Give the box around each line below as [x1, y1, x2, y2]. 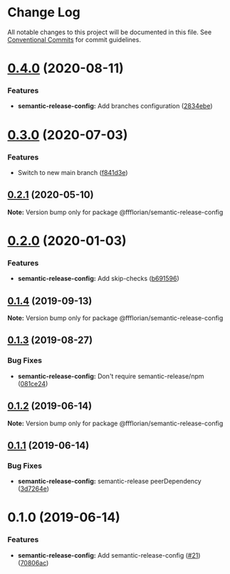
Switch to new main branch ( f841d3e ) [17, 168, 128, 176]
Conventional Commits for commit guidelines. [7, 35, 141, 43]
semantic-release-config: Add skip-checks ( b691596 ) [17, 275, 179, 283]
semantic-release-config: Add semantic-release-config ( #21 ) [17, 551, 201, 559]
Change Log [7, 4, 80, 21]
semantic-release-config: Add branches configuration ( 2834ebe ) [17, 102, 213, 110]
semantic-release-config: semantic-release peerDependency [17, 477, 202, 486]
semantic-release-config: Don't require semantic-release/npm [17, 371, 204, 381]
